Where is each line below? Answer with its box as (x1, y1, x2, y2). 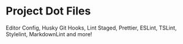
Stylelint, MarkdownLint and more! (6, 30, 92, 37)
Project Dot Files (6, 4, 91, 18)
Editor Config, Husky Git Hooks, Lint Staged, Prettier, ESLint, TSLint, (6, 24, 177, 31)
